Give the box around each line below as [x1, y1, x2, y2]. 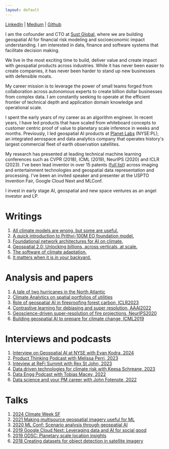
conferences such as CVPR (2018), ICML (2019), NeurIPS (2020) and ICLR [5, 156, 160, 162]
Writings [5, 210, 42, 222]
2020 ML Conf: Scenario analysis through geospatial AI [12, 422, 128, 428]
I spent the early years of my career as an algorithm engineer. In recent [5, 114, 153, 120]
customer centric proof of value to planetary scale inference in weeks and [5, 125, 159, 131]
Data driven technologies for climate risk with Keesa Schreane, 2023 [12, 366, 155, 372]
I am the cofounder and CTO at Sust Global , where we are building [5, 31, 143, 37]
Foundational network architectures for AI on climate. [12, 238, 124, 244]
